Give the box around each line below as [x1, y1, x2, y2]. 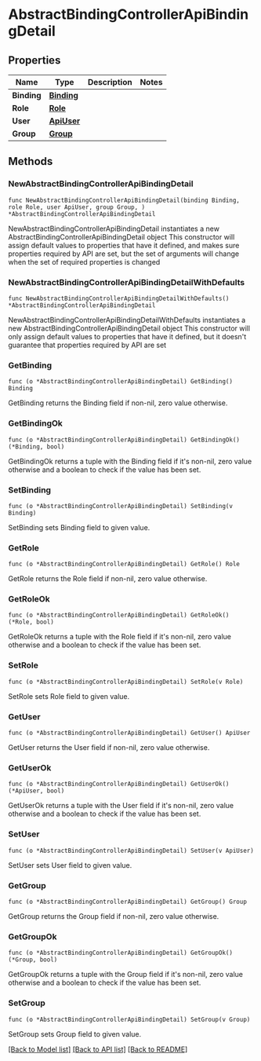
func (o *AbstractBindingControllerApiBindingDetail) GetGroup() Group [8, 898, 247, 906]
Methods [8, 155, 53, 168]
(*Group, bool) [8, 956, 58, 964]
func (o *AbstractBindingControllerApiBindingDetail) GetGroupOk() [8, 949, 234, 957]
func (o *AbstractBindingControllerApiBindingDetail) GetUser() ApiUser [8, 729, 251, 737]
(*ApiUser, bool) [8, 787, 65, 795]
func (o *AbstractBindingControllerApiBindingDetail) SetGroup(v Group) [8, 1015, 251, 1023]
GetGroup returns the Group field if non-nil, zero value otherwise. [8, 911, 219, 920]
